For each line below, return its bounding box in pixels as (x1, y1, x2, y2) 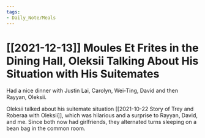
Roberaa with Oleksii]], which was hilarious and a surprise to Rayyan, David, (6, 112, 198, 119)
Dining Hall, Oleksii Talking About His (6, 54, 199, 68)
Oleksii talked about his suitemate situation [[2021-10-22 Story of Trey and (6, 105, 194, 113)
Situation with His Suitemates (6, 67, 160, 81)
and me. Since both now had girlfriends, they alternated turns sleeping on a (6, 118, 197, 126)
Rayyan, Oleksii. (6, 93, 47, 101)
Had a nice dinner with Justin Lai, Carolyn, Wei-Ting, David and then (6, 87, 179, 95)
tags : (6, 9, 20, 15)
